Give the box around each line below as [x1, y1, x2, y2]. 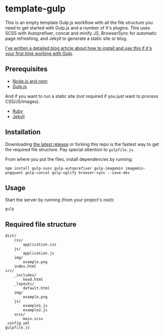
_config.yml [5, 321, 30, 326]
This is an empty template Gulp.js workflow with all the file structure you [5, 19, 153, 25]
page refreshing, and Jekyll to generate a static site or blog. [5, 35, 128, 41]
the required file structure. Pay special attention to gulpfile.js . [5, 146, 135, 152]
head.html [23, 277, 43, 282]
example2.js [23, 308, 48, 313]
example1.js [23, 303, 48, 309]
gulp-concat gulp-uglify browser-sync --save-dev [25, 170, 130, 175]
